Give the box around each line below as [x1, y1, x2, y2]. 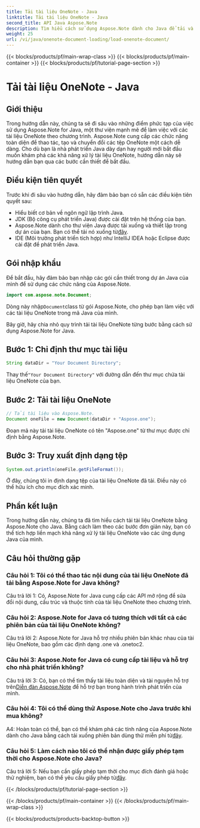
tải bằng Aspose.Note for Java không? [6, 578, 121, 586]
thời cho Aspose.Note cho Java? [6, 754, 103, 762]
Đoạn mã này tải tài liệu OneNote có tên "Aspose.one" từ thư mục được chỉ [6, 427, 190, 434]
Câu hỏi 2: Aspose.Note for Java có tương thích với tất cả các [6, 613, 187, 622]
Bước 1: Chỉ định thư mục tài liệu [6, 344, 128, 355]
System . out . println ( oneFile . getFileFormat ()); [6, 466, 124, 472]
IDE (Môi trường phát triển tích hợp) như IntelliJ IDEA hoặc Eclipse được [14, 234, 190, 242]
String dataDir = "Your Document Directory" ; [6, 360, 121, 366]
